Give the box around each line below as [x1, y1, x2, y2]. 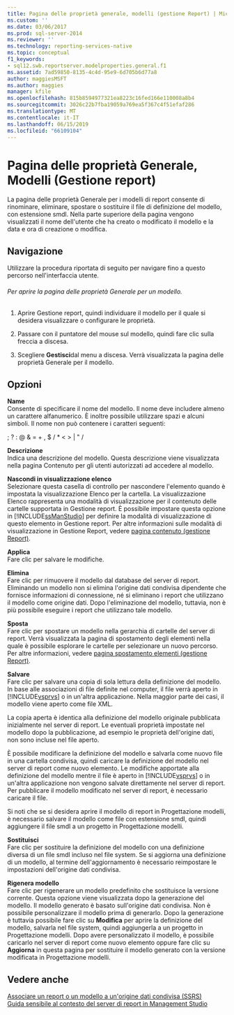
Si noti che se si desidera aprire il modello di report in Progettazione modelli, [7, 807, 226, 816]
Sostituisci [7, 836, 40, 844]
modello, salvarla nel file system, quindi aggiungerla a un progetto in [7, 923, 203, 932]
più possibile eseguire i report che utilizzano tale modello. [7, 606, 173, 614]
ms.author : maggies [7, 82, 64, 89]
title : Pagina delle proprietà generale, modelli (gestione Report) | [7, 10, 217, 17]
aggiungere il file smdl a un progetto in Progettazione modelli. [7, 822, 184, 830]
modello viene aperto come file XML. [7, 700, 114, 708]
